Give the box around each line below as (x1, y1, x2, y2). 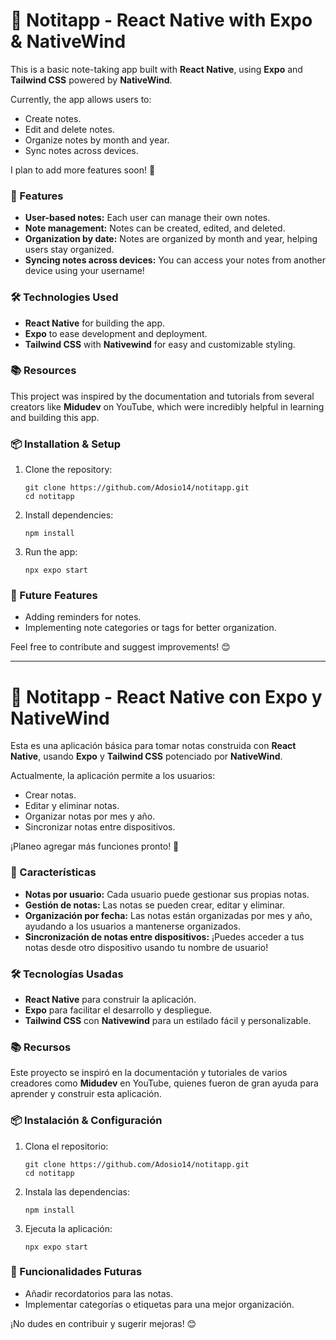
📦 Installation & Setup (10, 437, 122, 451)
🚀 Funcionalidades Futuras (10, 1265, 143, 1279)
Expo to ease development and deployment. (24, 327, 208, 339)
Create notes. (24, 112, 82, 124)
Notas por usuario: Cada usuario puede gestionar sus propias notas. (24, 888, 310, 900)
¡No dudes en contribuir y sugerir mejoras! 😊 (10, 1317, 197, 1329)
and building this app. (10, 411, 100, 423)
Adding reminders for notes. (24, 611, 142, 623)
